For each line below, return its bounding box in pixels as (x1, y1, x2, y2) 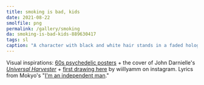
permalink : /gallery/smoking (6, 25, 80, 32)
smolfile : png (6, 20, 42, 26)
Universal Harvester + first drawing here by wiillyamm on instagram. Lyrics (6, 65, 193, 72)
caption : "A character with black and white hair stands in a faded (6, 43, 183, 49)
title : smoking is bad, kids (6, 8, 80, 15)
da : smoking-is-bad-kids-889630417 (6, 31, 97, 37)
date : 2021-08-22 (6, 14, 50, 20)
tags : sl (6, 37, 29, 43)
